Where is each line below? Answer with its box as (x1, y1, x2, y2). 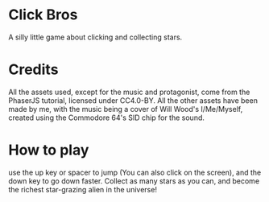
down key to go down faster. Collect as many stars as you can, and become (8, 175, 260, 186)
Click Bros (8, 6, 78, 24)
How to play (8, 141, 89, 159)
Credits (8, 60, 59, 79)
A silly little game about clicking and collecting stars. (8, 32, 183, 42)
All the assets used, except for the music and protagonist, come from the (8, 87, 250, 97)
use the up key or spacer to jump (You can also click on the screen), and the (8, 167, 262, 177)
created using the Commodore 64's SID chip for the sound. (8, 113, 205, 122)
